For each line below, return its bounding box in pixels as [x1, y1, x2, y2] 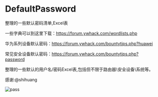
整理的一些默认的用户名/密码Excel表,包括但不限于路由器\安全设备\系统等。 [5, 66, 154, 72]
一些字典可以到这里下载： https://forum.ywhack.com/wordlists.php [5, 30, 138, 36]
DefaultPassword [5, 3, 76, 15]
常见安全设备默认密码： [5, 51, 52, 57]
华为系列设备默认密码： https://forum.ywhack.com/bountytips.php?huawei [5, 40, 153, 47]
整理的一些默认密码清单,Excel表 [5, 20, 68, 26]
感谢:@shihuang [5, 77, 37, 82]
